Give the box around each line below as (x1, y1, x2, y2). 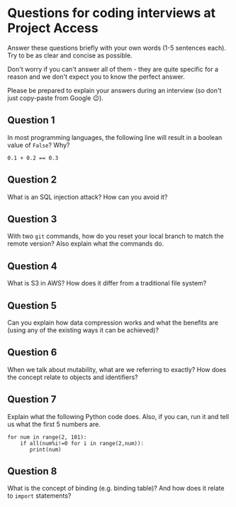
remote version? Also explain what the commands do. (7, 239, 164, 248)
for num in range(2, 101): (7, 433, 87, 441)
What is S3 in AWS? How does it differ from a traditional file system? (7, 279, 207, 288)
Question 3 (7, 213, 57, 225)
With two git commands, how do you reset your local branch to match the (7, 232, 225, 241)
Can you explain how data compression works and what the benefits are (7, 318, 218, 327)
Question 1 (7, 114, 55, 126)
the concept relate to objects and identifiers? (7, 373, 138, 381)
